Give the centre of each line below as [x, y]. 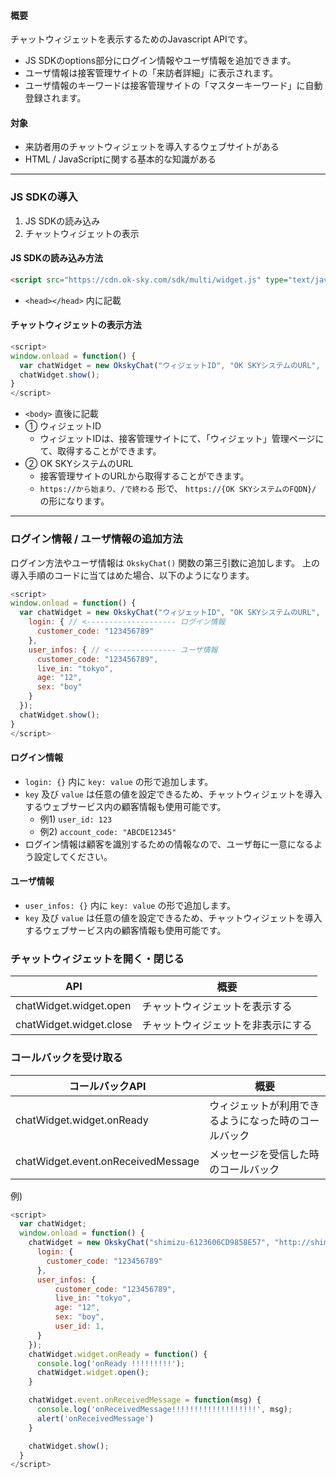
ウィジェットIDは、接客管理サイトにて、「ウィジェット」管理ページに [182, 439]
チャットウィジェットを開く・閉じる [97, 958]
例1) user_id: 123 [76, 819]
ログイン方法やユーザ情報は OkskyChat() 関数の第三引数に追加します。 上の [165, 562]
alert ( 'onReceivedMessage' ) [95, 1418]
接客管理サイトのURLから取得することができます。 [144, 476]
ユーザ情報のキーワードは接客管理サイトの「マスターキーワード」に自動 [173, 86]
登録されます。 [55, 98]
